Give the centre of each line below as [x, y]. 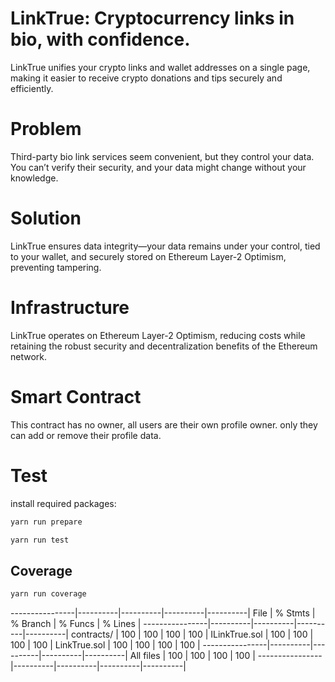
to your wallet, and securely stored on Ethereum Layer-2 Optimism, [148, 256]
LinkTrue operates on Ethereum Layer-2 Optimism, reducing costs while [158, 335]
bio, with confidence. [100, 39]
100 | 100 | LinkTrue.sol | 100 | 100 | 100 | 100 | [105, 645]
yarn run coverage [48, 594]
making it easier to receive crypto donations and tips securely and [146, 78]
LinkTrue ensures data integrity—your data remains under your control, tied [165, 246]
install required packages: [63, 503]
